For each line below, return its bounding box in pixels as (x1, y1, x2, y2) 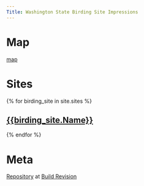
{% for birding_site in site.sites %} (6, 97, 93, 105)
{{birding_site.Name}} (6, 114, 94, 125)
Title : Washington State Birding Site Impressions (6, 9, 138, 15)
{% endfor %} (6, 131, 42, 138)
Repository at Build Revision (6, 173, 77, 180)
